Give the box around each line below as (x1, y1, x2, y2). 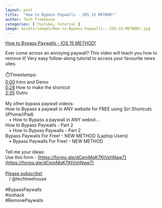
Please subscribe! (5, 171, 43, 177)
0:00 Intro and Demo (5, 79, 49, 85)
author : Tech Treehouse (5, 17, 56, 22)
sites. (5, 61, 17, 67)
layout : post (5, 7, 33, 13)
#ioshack (5, 192, 24, 198)
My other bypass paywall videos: (5, 101, 74, 107)
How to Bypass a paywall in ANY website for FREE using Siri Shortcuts (5, 106, 152, 112)
